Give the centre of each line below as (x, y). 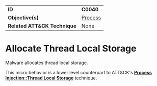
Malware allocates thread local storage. (47, 63)
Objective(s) (23, 18)
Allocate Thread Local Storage (71, 49)
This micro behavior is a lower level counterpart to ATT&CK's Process (78, 72)
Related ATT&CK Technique (42, 26)
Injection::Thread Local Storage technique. (51, 78)
